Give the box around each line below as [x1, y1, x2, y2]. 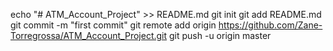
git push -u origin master [169, 30, 272, 41]
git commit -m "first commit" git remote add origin [10, 19, 217, 31]
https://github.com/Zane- [218, 19, 323, 31]
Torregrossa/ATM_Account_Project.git [10, 30, 168, 41]
